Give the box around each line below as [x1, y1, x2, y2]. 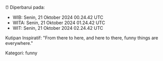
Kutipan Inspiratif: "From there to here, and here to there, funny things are [5, 35, 158, 41]
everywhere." [5, 40, 33, 46]
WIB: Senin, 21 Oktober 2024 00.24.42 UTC [12, 15, 103, 20]
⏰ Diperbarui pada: [5, 5, 45, 10]
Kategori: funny [5, 50, 38, 56]
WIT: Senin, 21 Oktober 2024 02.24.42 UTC [12, 25, 103, 31]
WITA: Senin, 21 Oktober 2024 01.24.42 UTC [12, 20, 105, 26]
